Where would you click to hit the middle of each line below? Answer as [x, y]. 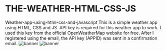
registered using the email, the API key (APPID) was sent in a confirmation [81, 38]
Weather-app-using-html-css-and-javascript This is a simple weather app [81, 22]
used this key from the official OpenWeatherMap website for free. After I [79, 33]
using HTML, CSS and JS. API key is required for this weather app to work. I [83, 27]
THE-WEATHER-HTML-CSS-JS [71, 9]
